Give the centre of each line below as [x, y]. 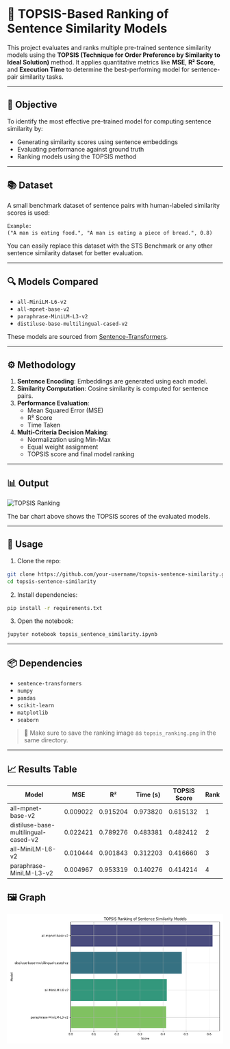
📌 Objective [32, 105]
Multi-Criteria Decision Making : [63, 432]
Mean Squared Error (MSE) [65, 410]
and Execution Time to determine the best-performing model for [98, 69]
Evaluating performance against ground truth [80, 149]
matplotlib [33, 713]
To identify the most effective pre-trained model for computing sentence [110, 121]
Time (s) [148, 794]
